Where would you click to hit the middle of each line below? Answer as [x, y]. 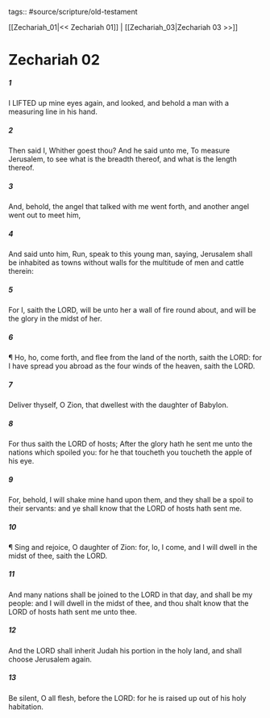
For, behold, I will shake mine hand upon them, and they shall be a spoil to [131, 499]
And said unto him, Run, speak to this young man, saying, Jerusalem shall [131, 254]
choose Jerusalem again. [50, 659]
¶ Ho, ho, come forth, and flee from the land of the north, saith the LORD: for [135, 357]
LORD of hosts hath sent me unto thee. [73, 611]
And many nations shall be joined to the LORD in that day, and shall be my [131, 594]
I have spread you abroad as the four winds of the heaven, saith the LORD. [132, 366]
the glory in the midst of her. [55, 319]
